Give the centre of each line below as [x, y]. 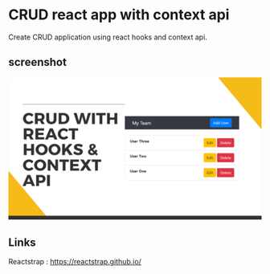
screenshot [37, 62]
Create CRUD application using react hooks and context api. [108, 37]
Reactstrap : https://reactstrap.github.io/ [75, 262]
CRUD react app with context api [119, 15]
